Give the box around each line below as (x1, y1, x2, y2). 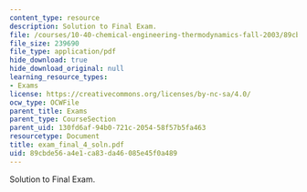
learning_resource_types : (9, 73, 108, 82)
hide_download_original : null (9, 65, 125, 74)
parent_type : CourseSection (9, 115, 117, 124)
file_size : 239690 (9, 38, 79, 48)
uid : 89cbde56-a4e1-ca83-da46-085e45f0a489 (9, 148, 178, 157)
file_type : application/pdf (9, 47, 117, 56)
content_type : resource (9, 13, 101, 23)
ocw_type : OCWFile (9, 97, 79, 107)
